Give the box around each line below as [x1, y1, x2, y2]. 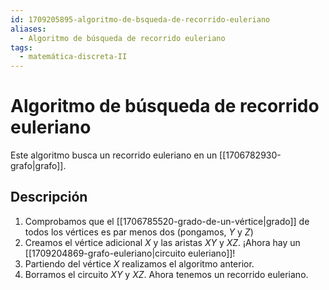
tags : [10, 42, 33, 53]
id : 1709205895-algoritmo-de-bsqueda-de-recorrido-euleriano [10, 14, 271, 25]
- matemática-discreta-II [19, 52, 128, 62]
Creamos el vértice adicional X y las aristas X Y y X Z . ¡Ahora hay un [24, 236, 301, 248]
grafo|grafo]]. [10, 160, 67, 172]
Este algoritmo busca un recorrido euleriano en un [10, 149, 218, 161]
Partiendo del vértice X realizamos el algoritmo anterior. [24, 257, 255, 270]
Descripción [10, 189, 88, 206]
